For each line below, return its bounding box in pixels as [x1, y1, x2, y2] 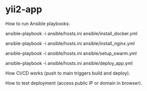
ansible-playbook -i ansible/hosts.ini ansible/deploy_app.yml [5, 60, 133, 66]
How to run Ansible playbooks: [5, 20, 70, 27]
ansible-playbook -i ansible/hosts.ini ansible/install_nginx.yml [5, 40, 135, 47]
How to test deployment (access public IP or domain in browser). [5, 80, 142, 86]
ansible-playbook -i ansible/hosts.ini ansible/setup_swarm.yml [5, 50, 137, 56]
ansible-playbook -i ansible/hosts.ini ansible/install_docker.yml [5, 30, 138, 36]
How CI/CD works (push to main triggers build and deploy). [5, 70, 131, 76]
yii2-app [5, 4, 43, 15]
